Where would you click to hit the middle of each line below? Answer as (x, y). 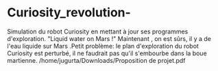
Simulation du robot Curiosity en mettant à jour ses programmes (98, 31)
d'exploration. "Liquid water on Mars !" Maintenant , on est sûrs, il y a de (109, 38)
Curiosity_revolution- (69, 13)
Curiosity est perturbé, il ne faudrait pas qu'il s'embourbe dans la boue (107, 53)
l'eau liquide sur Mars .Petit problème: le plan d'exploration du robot (103, 46)
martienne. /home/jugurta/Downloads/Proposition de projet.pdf (96, 60)
